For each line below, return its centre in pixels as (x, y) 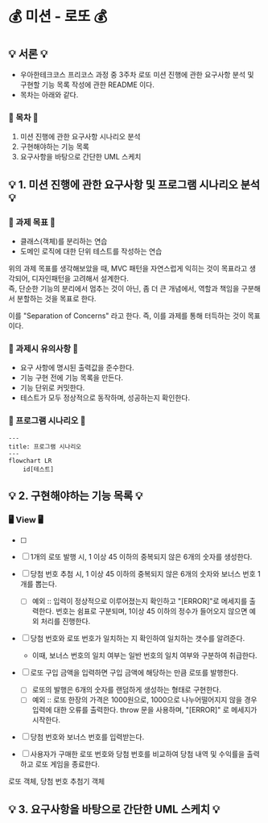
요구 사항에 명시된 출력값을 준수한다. (77, 368)
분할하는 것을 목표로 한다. (56, 298)
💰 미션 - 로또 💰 (58, 17)
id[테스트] (39, 469)
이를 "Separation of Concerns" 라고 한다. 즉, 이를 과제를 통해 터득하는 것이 (127, 316)
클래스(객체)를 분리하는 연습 (64, 241)
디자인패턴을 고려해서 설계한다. (80, 278)
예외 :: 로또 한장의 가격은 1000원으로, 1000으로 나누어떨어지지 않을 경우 (144, 700)
